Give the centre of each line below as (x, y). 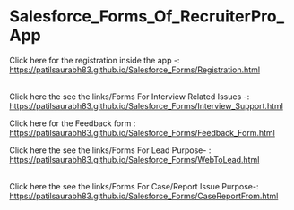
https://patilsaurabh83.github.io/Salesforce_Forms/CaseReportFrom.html (144, 196)
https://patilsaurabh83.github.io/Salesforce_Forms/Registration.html (135, 70)
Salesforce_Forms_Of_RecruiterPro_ (147, 17)
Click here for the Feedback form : (73, 123)
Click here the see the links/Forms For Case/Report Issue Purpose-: (134, 186)
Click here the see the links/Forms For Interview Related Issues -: (130, 97)
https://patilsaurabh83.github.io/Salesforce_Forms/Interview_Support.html (147, 105)
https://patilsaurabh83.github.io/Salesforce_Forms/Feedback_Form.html (142, 132)
